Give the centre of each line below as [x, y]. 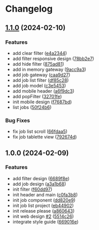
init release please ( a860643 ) [43, 211]
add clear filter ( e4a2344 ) [40, 53]
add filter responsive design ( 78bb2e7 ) [53, 59]
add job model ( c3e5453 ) [39, 85]
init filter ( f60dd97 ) [32, 189]
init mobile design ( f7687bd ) [42, 102]
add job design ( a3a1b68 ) [39, 184]
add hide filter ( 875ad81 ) [38, 64]
